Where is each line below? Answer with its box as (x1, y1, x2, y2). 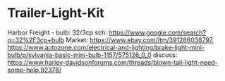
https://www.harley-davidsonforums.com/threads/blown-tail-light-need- (7, 58, 218, 66)
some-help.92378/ (7, 66, 62, 74)
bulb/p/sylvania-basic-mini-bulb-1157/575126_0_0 (7, 51, 152, 59)
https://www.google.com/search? (108, 28, 207, 37)
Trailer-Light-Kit (7, 5, 104, 21)
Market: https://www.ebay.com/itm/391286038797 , (66, 35, 214, 44)
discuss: (152, 51, 178, 59)
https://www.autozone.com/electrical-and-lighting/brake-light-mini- (7, 43, 205, 51)
